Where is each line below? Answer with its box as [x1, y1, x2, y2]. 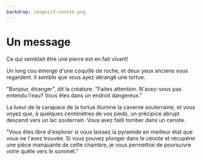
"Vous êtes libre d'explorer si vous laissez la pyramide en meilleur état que [6, 128, 193, 135]
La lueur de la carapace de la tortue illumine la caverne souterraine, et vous [6, 103, 196, 111]
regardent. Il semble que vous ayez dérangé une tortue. [6, 74, 146, 81]
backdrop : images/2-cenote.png [6, 9, 86, 15]
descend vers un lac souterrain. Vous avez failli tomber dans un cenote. [6, 116, 186, 123]
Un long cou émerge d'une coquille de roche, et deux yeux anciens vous [6, 67, 189, 74]
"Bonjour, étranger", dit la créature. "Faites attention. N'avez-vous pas [6, 85, 182, 92]
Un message [6, 35, 71, 49]
